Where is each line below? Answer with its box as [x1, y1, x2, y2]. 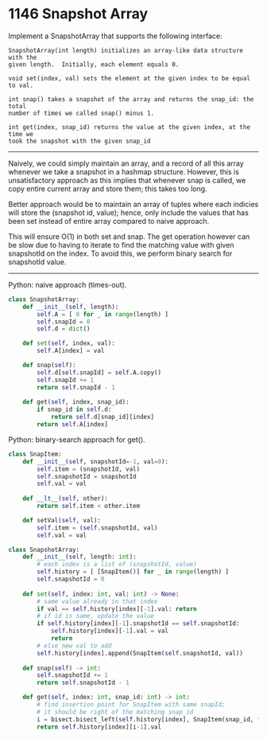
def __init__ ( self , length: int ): [22, 553, 137, 561]
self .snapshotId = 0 [37, 575, 105, 584]
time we [8, 130, 34, 138]
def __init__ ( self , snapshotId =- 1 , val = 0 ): [22, 457, 169, 466]
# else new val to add [37, 642, 112, 650]
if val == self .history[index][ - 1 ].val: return [37, 604, 197, 613]
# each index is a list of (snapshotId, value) [37, 561, 197, 569]
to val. [8, 81, 34, 89]
